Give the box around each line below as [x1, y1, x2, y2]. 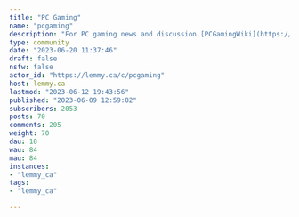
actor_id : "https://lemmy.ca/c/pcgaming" [9, 71, 166, 80]
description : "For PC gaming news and [9, 29, 153, 38]
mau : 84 [9, 153, 38, 163]
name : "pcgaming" [9, 21, 74, 30]
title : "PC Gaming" [9, 12, 82, 22]
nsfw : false [9, 63, 53, 72]
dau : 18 [9, 137, 38, 146]
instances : [9, 162, 50, 171]
